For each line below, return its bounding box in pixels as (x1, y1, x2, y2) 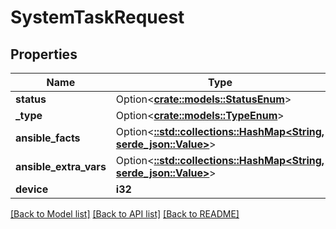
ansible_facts (15, 131, 81, 145)
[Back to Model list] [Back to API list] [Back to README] (10, 208, 240, 220)
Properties (10, 46, 78, 63)
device (15, 182, 49, 196)
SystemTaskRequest (10, 6, 185, 29)
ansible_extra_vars (15, 160, 107, 173)
